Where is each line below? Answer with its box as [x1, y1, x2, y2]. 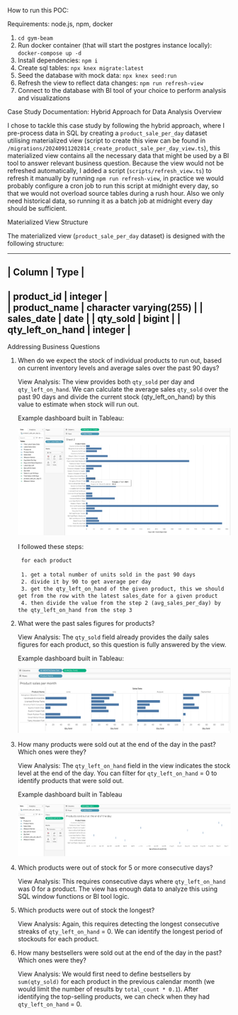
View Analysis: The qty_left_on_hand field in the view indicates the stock [17, 762, 231, 770]
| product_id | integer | [7, 290, 108, 302]
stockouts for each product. [17, 934, 99, 943]
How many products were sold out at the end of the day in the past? [17, 741, 216, 749]
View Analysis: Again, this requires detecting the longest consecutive [17, 919, 220, 928]
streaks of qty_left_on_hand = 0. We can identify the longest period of [17, 927, 223, 936]
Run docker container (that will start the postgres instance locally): [17, 41, 212, 49]
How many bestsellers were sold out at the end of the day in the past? [17, 948, 222, 957]
